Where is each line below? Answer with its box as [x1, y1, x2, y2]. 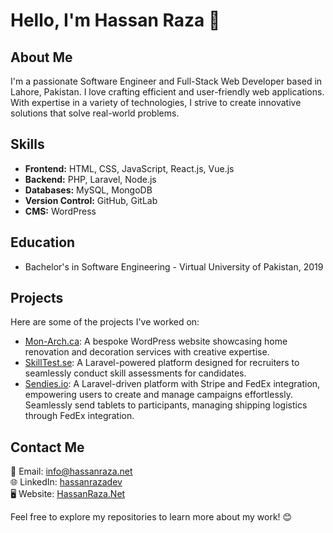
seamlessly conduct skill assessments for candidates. [24, 367, 247, 379]
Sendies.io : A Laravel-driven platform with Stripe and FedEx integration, [24, 378, 321, 390]
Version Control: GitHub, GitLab [24, 194, 158, 206]
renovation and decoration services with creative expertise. [24, 346, 270, 358]
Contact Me [10, 439, 85, 456]
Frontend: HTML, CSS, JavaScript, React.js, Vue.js [24, 162, 235, 174]
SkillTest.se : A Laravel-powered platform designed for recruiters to [24, 357, 300, 369]
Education [10, 234, 76, 251]
